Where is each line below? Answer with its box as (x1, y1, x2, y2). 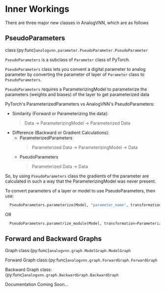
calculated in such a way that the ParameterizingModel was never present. (5, 178, 156, 184)
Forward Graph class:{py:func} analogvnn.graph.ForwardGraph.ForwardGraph (5, 257, 158, 263)
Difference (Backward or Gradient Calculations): (12, 130, 110, 135)
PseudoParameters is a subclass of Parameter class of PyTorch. (5, 57, 130, 63)
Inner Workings (5, 3, 70, 15)
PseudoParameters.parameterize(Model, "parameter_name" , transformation (9, 202, 162, 207)
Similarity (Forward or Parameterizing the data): (12, 110, 109, 116)
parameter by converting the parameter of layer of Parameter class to (5, 71, 145, 77)
